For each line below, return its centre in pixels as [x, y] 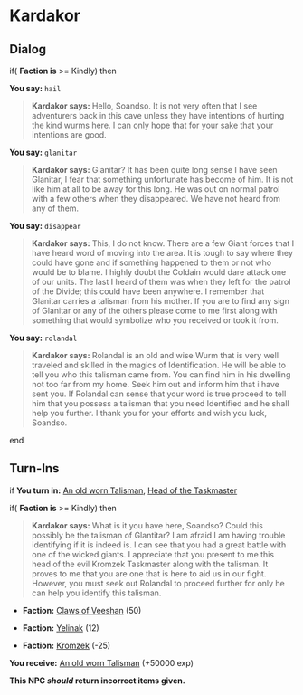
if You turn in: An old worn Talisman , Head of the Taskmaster [123, 490]
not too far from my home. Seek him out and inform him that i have [156, 384]
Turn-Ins [34, 468]
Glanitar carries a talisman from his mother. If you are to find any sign [160, 301]
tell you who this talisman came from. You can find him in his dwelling [161, 375]
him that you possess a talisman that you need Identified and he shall [160, 403]
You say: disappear [45, 226]
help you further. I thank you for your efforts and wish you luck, [149, 413]
